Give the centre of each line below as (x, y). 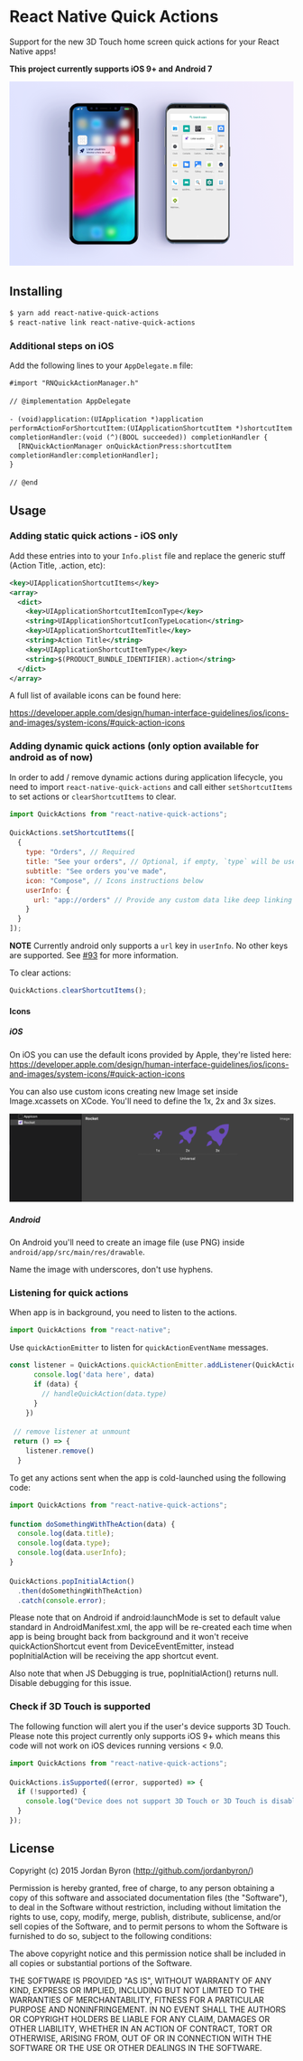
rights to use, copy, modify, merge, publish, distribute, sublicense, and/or (145, 1916)
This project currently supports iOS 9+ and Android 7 (111, 69)
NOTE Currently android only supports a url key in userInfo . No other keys (149, 946)
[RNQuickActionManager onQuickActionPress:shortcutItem (124, 447)
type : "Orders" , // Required (80, 852)
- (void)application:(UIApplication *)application (106, 419)
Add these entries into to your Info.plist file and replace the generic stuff (147, 555)
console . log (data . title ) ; (66, 1534)
